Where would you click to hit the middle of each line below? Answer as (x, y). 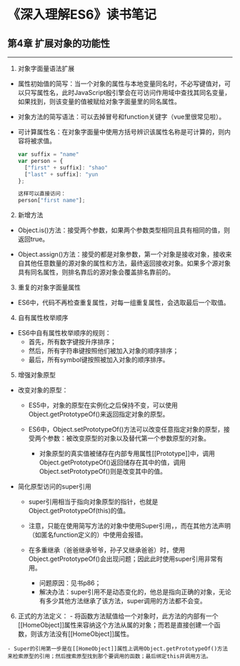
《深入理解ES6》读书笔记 (82, 15)
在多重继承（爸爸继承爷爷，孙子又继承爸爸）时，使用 (107, 550)
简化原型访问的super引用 (54, 487)
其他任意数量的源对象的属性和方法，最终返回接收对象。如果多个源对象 (127, 263)
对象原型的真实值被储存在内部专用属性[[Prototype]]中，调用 (127, 454)
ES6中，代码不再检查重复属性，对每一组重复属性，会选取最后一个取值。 (124, 303)
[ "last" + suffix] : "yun (61, 174)
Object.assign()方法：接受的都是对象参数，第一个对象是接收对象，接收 (122, 254)
